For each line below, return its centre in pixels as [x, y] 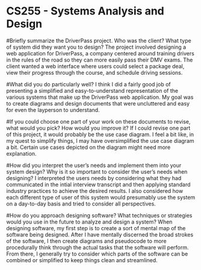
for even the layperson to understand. [53, 110]
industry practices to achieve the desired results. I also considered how [95, 190]
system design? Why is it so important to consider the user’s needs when [97, 171]
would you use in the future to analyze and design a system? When [89, 222]
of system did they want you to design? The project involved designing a [96, 47]
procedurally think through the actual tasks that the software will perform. [97, 247]
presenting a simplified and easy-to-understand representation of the [92, 90]
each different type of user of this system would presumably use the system [101, 197]
